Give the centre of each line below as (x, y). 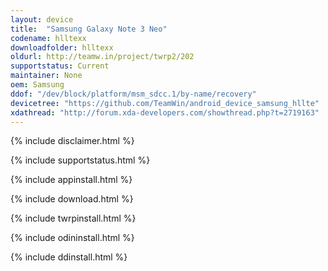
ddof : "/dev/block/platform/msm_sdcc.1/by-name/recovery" (133, 94)
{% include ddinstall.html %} (69, 257)
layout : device (42, 19)
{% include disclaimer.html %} (72, 141)
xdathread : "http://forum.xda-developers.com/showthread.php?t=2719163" (165, 112)
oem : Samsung (37, 85)
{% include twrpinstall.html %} (73, 218)
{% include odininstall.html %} (72, 238)
